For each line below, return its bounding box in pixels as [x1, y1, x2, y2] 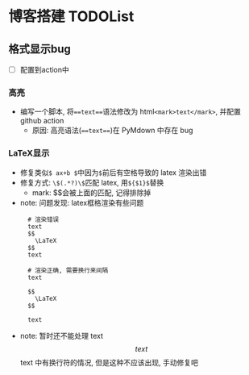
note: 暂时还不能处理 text [19, 331, 103, 340]
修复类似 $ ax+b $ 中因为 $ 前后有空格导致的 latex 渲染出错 [19, 167, 207, 177]
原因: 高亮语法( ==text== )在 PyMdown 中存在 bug [31, 126, 193, 135]
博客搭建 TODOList [8, 7, 135, 26]
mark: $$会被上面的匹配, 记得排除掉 [31, 187, 151, 198]
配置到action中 [19, 65, 70, 74]
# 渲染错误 [27, 215, 60, 223]
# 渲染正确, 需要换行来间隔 [27, 266, 109, 274]
